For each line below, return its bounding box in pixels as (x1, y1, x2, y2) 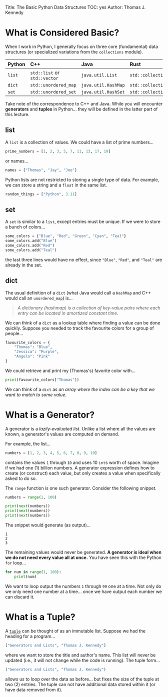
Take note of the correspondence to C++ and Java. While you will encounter (5, 100, 163, 106)
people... (5, 330, 23, 336)
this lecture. (5, 111, 30, 117)
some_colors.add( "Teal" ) (5, 247, 57, 252)
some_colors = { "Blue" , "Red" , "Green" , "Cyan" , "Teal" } (5, 233, 126, 239)
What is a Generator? (5, 409, 95, 420)
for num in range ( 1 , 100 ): (5, 569, 61, 574)
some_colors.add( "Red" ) (5, 242, 55, 248)
